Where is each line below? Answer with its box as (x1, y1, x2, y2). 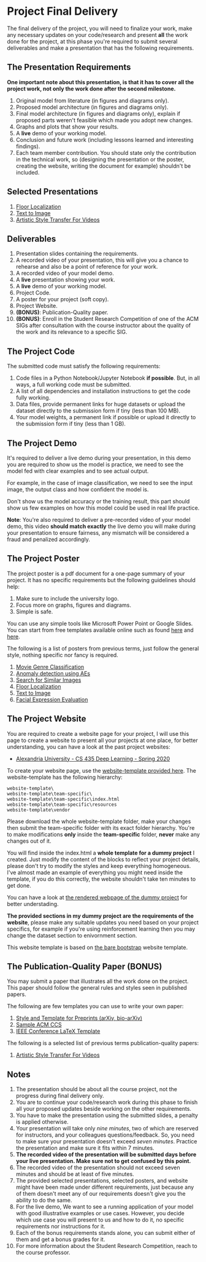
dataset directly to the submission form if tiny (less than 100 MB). (15, 407, 180, 414)
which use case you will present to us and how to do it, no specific (15, 1216, 185, 1224)
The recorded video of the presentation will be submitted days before (15, 1151, 197, 1158)
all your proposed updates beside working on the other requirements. (15, 1105, 192, 1113)
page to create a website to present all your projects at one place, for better (7, 736, 198, 744)
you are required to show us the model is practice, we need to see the (7, 461, 183, 468)
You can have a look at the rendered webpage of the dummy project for (7, 893, 188, 901)
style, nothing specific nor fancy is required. (7, 651, 118, 658)
